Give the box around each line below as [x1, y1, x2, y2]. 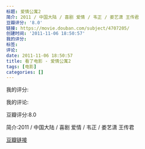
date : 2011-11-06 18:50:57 [6, 53, 73, 59]
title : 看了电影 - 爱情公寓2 [6, 58, 71, 64]
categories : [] [6, 69, 44, 75]
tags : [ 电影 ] [6, 63, 37, 70]
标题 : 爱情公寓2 [6, 8, 41, 15]
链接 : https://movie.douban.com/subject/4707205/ [6, 25, 130, 31]
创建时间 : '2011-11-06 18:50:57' [6, 31, 86, 37]
